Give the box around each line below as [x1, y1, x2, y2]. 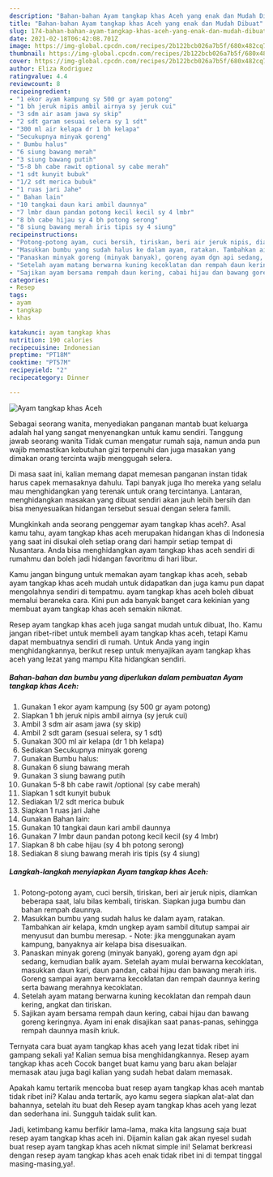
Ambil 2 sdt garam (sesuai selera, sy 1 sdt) [20, 727, 163, 737]
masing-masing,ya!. [9, 1158, 75, 1169]
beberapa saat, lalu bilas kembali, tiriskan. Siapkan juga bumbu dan [20, 896, 246, 906]
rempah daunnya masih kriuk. [20, 1025, 121, 1035]
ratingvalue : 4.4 [9, 72, 68, 80]
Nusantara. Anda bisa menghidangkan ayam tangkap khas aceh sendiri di [9, 545, 255, 554]
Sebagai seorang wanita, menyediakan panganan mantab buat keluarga [9, 419, 249, 429]
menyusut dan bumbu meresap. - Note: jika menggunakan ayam [20, 930, 236, 940]
